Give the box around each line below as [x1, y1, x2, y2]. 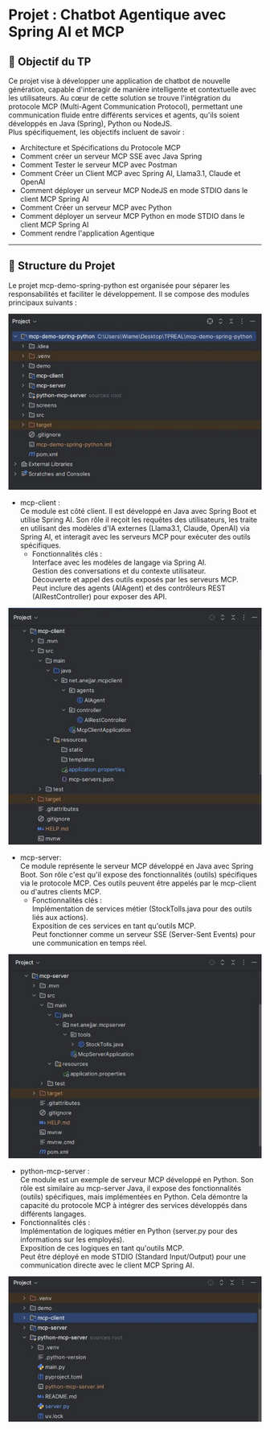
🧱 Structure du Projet [8, 259, 116, 273]
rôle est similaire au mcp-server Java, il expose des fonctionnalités [19, 1183, 242, 1193]
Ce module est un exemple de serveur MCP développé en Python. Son [19, 1174, 254, 1184]
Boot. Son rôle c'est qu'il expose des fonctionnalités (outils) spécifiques [19, 869, 258, 879]
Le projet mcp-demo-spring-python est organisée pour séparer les [8, 280, 231, 290]
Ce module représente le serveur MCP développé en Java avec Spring [19, 861, 254, 870]
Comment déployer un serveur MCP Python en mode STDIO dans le [19, 212, 245, 220]
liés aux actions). [31, 912, 88, 922]
